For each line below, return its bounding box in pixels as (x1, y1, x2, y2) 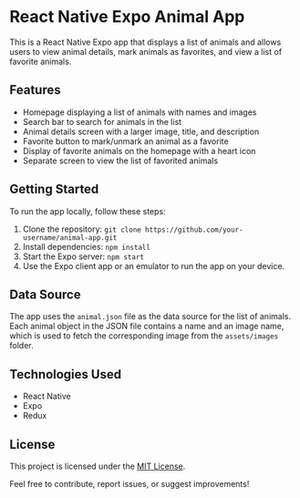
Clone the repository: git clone (22, 223, 141, 234)
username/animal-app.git (22, 233, 118, 243)
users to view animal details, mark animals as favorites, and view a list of (9, 46, 283, 57)
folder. (9, 340, 34, 351)
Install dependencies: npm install (22, 241, 150, 252)
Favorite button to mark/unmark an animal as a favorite (22, 135, 230, 147)
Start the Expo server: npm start (22, 251, 144, 262)
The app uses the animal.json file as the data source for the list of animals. (9, 311, 292, 322)
